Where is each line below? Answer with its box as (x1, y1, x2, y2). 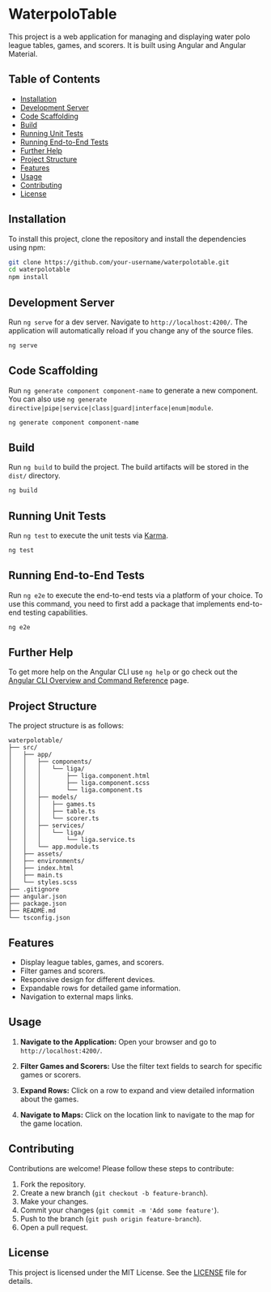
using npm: (8, 243, 46, 252)
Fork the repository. (19, 1179, 87, 1189)
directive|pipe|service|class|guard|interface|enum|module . (8, 402, 214, 412)
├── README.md (8, 907, 57, 915)
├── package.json (8, 899, 67, 908)
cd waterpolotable (8, 265, 70, 274)
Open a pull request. (19, 1222, 89, 1232)
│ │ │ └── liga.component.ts (8, 786, 143, 795)
